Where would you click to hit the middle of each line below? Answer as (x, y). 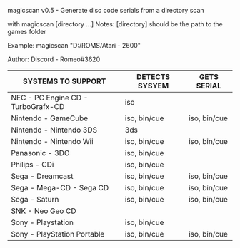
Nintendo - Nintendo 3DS (54, 130)
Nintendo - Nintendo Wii (52, 141)
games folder (27, 32)
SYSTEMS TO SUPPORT (64, 81)
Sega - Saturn (35, 199)
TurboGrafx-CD (38, 107)
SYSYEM (154, 86)
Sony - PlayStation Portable (58, 234)
